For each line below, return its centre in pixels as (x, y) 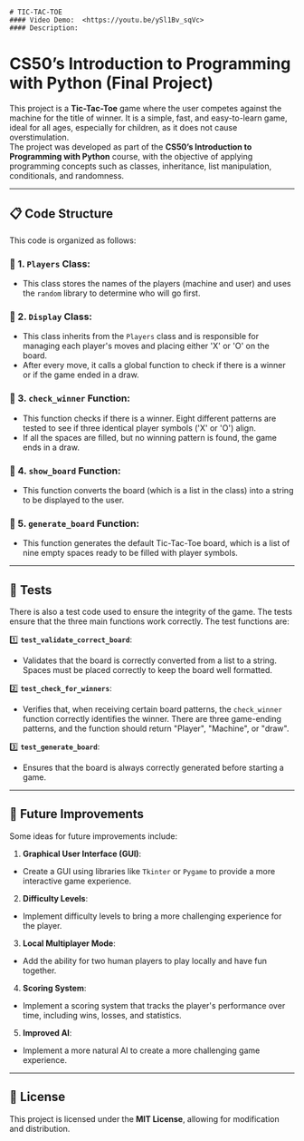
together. (39, 970)
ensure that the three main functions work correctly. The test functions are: (149, 621)
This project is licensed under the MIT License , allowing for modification (144, 1118)
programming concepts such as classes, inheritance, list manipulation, (141, 166)
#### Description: (44, 28)
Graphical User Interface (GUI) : (82, 853)
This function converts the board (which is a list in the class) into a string (158, 490)
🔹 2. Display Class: (51, 317)
